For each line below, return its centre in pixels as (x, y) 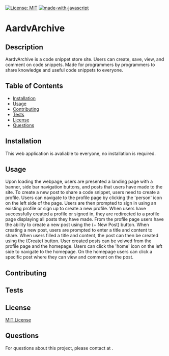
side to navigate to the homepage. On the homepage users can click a (79, 252)
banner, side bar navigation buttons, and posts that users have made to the (84, 187)
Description (24, 47)
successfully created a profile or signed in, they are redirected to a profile (82, 214)
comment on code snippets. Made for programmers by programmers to (80, 64)
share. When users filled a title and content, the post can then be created (82, 236)
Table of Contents (34, 86)
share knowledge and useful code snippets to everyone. (64, 70)
